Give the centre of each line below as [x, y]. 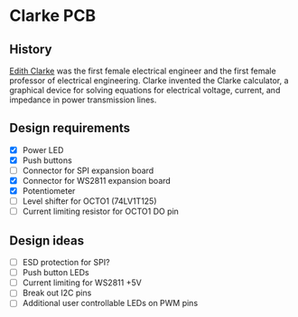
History [31, 49]
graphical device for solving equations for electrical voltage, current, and [145, 90]
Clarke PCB [53, 16]
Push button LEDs [56, 273]
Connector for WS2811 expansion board [97, 181]
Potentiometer [49, 191]
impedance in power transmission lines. [83, 100]
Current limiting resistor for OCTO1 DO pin [100, 211]
